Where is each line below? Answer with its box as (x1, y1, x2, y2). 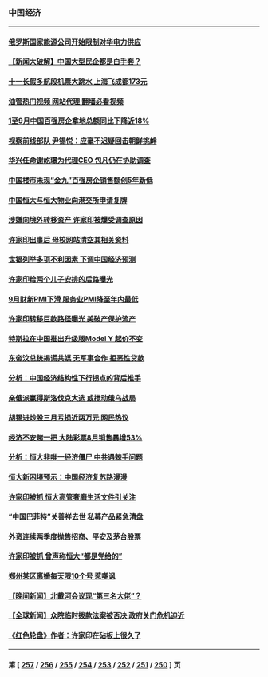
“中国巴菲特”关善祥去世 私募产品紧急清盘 (8, 512, 144, 521)
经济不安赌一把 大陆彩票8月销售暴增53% (8, 432, 143, 442)
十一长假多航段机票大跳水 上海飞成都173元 (8, 77, 148, 86)
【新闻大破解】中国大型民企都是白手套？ (8, 57, 141, 66)
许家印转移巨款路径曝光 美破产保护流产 (8, 314, 136, 324)
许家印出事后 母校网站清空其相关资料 (8, 234, 129, 245)
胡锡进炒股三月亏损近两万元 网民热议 (8, 413, 129, 423)
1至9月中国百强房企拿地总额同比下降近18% (8, 116, 150, 125)
